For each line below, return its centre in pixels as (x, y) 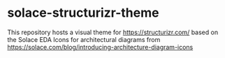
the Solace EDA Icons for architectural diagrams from (84, 39)
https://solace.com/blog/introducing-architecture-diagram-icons (100, 47)
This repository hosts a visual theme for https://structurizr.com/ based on (113, 32)
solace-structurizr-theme (83, 13)
